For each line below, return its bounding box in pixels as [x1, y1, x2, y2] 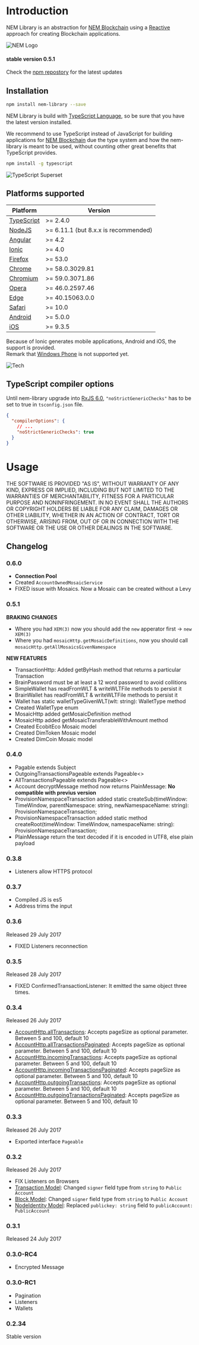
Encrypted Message [14, 1264, 64, 1271]
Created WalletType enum [14, 704, 79, 711]
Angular [9, 235, 31, 244]
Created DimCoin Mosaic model [14, 735, 93, 742]
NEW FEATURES [6, 654, 48, 662]
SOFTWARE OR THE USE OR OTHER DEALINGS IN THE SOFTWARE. [6, 524, 173, 531]
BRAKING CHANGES [6, 613, 58, 620]
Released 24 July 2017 [6, 1235, 62, 1243]
